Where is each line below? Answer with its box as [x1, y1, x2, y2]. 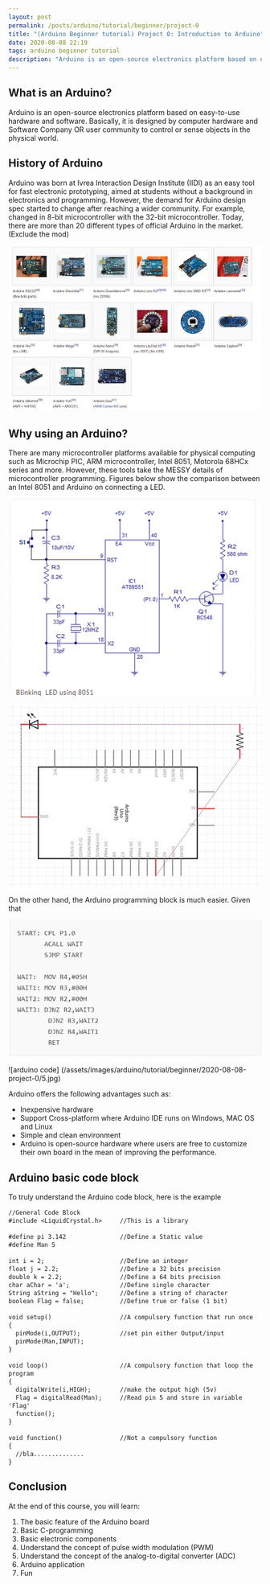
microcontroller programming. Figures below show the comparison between [8, 474, 260, 483]
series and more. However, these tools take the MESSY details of [8, 465, 223, 475]
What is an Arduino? [8, 86, 112, 100]
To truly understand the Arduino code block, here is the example [8, 1192, 222, 1202]
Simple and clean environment [19, 1130, 121, 1140]
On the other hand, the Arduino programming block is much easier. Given [8, 895, 251, 905]
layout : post [8, 13, 52, 21]
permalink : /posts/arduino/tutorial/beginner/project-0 [8, 21, 199, 30]
